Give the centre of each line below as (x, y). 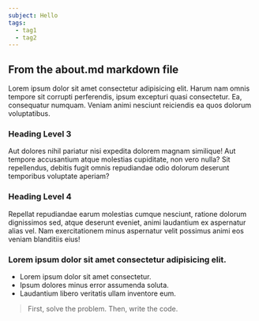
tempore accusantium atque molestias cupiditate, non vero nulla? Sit (119, 159)
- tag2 (26, 37)
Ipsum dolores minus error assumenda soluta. (94, 285)
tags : (17, 23)
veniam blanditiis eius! (44, 239)
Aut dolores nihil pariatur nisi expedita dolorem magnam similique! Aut (122, 151)
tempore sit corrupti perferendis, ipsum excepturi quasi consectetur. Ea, (125, 97)
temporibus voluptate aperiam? (59, 176)
